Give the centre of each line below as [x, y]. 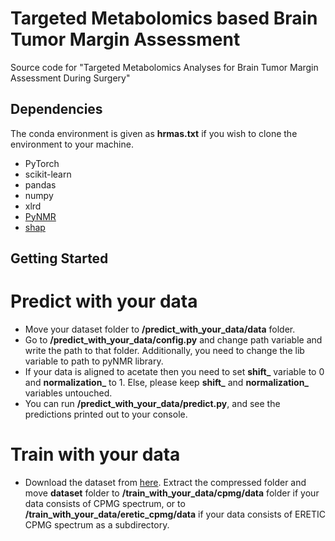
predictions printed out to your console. [106, 414]
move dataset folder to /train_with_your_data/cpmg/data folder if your [172, 493]
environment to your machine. [72, 144]
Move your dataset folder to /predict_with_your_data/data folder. [160, 329]
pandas [40, 184]
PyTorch [42, 163]
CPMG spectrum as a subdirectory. [97, 525]
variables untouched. [68, 393]
